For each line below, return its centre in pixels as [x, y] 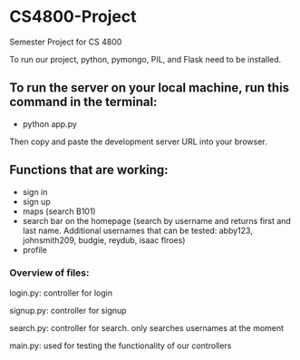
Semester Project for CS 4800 [66, 42]
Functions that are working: [89, 170]
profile [34, 249]
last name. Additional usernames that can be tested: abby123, [138, 230]
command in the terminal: [83, 102]
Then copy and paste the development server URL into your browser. [138, 141]
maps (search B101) [59, 211]
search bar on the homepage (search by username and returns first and [157, 220]
